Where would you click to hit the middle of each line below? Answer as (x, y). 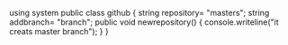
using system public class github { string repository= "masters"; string (139, 13)
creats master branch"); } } (59, 31)
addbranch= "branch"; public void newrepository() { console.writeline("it (144, 22)
